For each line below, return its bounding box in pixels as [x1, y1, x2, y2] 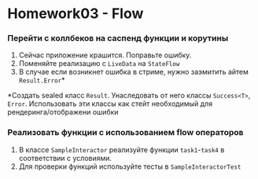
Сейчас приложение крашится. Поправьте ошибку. [18, 50, 192, 60]
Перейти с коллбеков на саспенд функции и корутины [7, 33, 229, 44]
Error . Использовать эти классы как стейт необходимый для [7, 99, 213, 108]
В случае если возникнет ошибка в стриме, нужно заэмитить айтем [18, 68, 249, 77]
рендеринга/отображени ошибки [7, 108, 119, 117]
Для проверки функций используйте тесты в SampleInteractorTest [18, 162, 241, 171]
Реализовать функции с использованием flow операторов [7, 127, 244, 138]
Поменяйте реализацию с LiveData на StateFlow [18, 59, 180, 68]
